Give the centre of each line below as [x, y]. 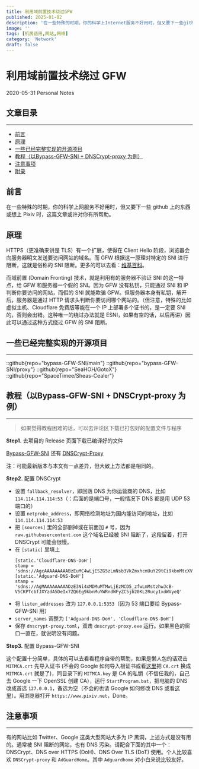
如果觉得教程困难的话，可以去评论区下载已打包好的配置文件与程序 [101, 428]
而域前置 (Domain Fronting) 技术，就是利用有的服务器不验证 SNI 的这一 [92, 278]
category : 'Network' [32, 39]
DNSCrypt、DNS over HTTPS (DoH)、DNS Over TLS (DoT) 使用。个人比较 [97, 752]
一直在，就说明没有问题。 [51, 633]
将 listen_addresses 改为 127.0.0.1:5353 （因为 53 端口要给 [87, 603]
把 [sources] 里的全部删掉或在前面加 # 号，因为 [73, 527]
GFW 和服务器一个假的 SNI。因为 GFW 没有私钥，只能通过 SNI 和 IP [105, 285]
